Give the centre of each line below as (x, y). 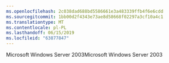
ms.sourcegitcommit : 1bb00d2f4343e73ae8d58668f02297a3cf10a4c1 (85, 17)
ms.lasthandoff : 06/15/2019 (40, 33)
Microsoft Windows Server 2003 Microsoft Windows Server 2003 (84, 55)
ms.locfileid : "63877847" (37, 38)
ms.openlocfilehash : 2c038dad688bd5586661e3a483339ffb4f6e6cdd (85, 11)
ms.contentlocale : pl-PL (36, 27)
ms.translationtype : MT (35, 22)
